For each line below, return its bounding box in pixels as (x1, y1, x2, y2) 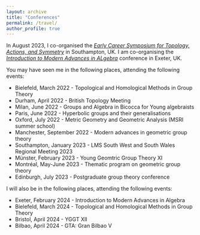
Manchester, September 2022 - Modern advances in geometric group (14, 129, 187, 136)
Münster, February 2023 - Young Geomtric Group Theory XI (14, 154, 163, 162)
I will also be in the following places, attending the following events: (6, 185, 172, 192)
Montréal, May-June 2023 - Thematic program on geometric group (14, 161, 181, 168)
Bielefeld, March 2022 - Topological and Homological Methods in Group (14, 85, 193, 92)
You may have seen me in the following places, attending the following (6, 67, 180, 74)
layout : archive (6, 8, 47, 15)
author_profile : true (6, 25, 60, 32)
